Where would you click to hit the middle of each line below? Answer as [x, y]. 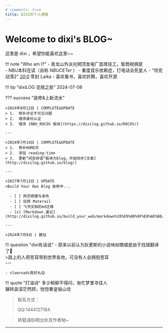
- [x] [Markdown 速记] [32, 212]
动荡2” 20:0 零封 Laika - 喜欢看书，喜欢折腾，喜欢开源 [61, 77]
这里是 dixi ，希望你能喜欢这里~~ [39, 53]
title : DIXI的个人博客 [27, 14]
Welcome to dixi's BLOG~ [59, 39]
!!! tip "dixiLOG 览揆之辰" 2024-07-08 [44, 87]
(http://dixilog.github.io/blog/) [41, 163]
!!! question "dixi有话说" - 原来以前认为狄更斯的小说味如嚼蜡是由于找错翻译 [82, 245]
